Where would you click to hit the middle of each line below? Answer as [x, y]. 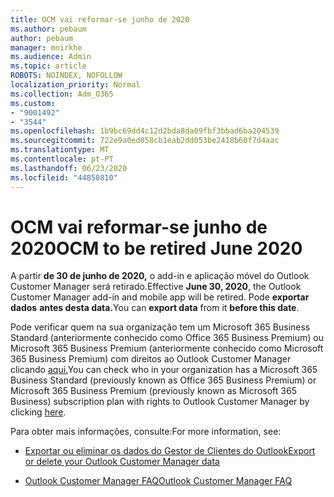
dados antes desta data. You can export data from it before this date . [155, 308]
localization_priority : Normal [75, 85]
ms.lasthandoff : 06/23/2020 [69, 168]
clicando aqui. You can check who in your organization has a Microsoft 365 [164, 370]
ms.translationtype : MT [60, 150]
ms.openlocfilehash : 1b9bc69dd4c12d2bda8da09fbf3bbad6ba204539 [145, 131]
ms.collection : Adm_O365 [62, 94]
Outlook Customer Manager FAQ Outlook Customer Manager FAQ [158, 481]
